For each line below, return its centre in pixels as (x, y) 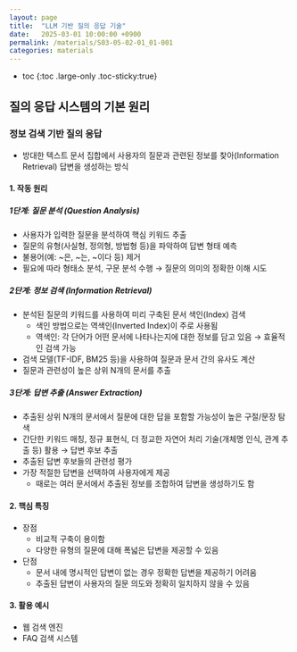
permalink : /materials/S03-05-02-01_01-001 (91, 42)
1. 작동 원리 (29, 188)
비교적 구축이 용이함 (70, 539)
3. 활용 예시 (29, 606)
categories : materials (51, 51)
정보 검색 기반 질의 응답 (56, 134)
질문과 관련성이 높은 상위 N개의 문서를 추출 (96, 371)
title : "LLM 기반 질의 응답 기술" (68, 26)
